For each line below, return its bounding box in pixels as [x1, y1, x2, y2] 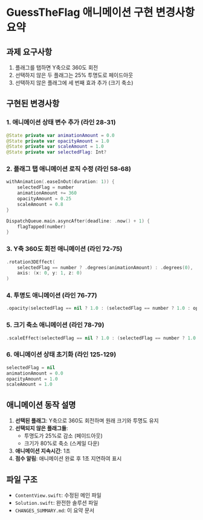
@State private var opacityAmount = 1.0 [6, 138, 110, 144]
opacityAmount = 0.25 [17, 196, 71, 202]
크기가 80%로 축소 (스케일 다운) [24, 440, 100, 447]
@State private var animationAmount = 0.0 [6, 132, 115, 138]
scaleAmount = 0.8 [17, 201, 63, 207]
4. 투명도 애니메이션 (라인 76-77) [6, 292, 98, 300]
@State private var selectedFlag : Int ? [6, 149, 107, 155]
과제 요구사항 [6, 47, 53, 57]
